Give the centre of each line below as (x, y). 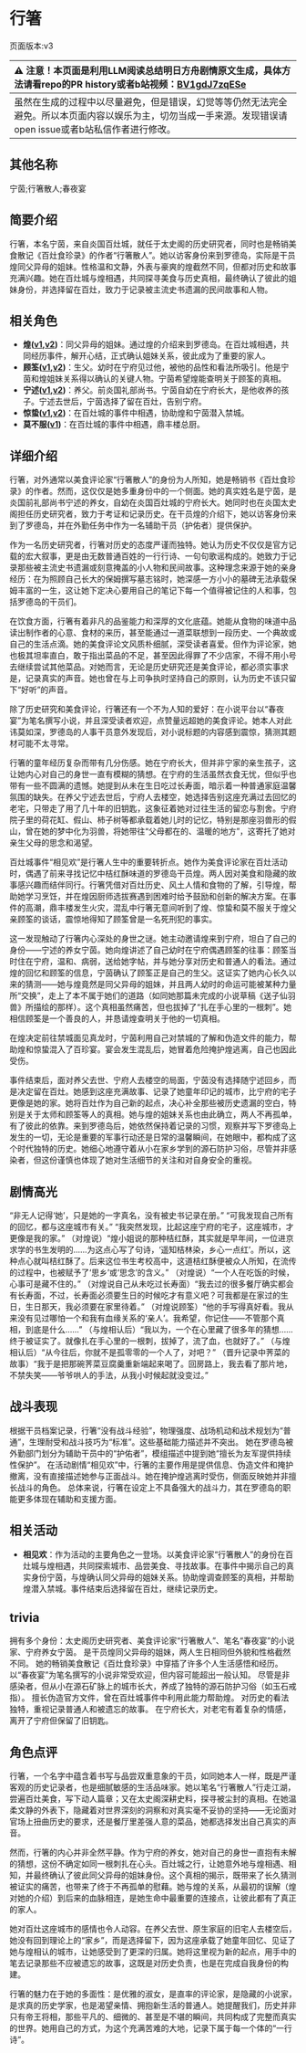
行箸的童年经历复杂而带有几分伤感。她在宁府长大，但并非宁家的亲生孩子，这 (153, 763)
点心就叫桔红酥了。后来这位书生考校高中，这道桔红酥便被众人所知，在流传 (157, 1261)
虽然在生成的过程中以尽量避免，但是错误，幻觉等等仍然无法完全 (151, 101)
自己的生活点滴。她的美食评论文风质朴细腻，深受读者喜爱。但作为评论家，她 (153, 644)
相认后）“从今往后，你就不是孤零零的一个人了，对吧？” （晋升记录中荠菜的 (150, 1352)
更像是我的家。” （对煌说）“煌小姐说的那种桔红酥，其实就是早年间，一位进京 (152, 1238)
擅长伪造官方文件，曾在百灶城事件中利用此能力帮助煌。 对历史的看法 (160, 1698)
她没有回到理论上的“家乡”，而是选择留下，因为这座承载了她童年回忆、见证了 (153, 1941)
